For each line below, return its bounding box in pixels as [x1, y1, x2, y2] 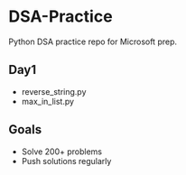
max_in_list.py [21, 96, 74, 106]
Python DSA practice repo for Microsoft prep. [8, 36, 178, 47]
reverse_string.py [21, 86, 87, 97]
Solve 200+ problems [21, 146, 103, 157]
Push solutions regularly [21, 155, 112, 166]
